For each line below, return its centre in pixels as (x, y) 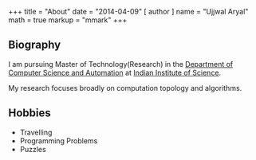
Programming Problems (59, 140)
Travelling (36, 132)
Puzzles (33, 149)
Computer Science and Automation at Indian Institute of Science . (115, 72)
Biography (35, 45)
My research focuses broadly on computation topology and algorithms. (125, 88)
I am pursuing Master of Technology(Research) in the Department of (121, 64)
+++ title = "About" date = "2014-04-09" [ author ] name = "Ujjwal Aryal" (128, 12)
